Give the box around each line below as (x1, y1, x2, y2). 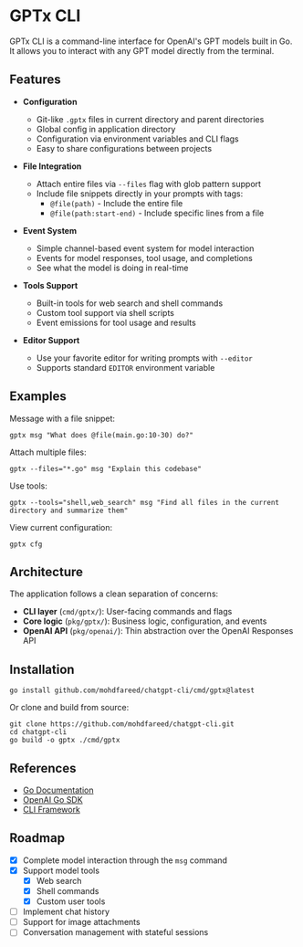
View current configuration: (9, 521, 113, 532)
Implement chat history (22, 906, 110, 918)
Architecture (9, 563, 84, 580)
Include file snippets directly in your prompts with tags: (36, 188, 244, 199)
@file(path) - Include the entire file (49, 197, 183, 208)
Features (9, 72, 61, 88)
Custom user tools (36, 896, 106, 907)
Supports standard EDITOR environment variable (36, 362, 215, 373)
